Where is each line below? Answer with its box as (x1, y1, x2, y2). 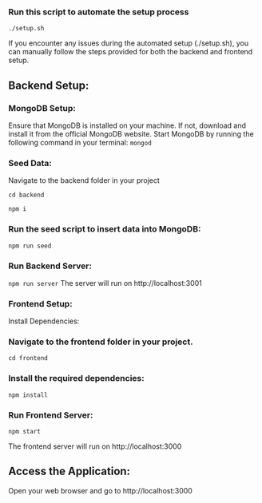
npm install (8, 390, 48, 399)
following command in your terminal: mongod (8, 137, 152, 147)
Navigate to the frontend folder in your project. (8, 336, 193, 347)
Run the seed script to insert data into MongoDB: (8, 224, 201, 235)
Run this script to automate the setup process (8, 6, 189, 18)
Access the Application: (8, 465, 130, 478)
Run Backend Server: (8, 260, 92, 271)
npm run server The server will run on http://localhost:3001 (8, 278, 202, 287)
